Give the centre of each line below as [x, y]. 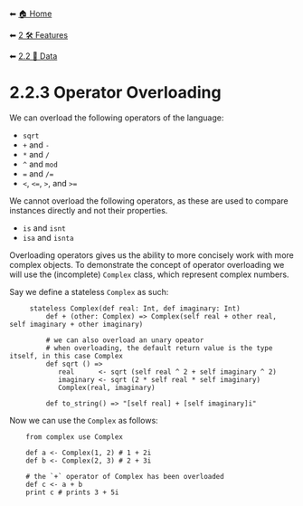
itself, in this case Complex [66, 356]
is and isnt [44, 228]
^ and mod [40, 164]
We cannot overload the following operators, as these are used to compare [149, 200]
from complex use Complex [75, 437]
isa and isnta [48, 237]
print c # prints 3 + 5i [72, 492]
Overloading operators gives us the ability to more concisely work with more [151, 255]
